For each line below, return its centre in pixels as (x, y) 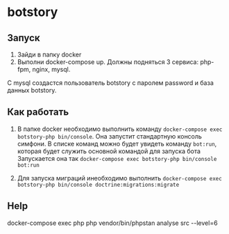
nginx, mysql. (51, 69)
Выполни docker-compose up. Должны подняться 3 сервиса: (108, 62)
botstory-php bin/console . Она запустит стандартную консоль (110, 136)
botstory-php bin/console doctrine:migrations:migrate (98, 185)
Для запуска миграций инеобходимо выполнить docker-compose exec (119, 178)
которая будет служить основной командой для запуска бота (109, 151)
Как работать (38, 112)
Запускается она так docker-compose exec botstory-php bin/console (117, 158)
